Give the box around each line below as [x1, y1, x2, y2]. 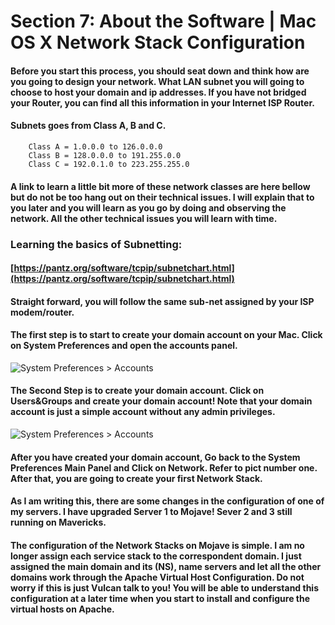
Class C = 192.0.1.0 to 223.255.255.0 [28, 159, 190, 169]
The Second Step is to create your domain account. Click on [10, 385, 265, 397]
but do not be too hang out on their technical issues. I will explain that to [10, 191, 315, 203]
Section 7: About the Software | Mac [10, 10, 317, 33]
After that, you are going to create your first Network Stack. [10, 472, 263, 484]
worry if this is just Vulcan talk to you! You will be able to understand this [10, 581, 320, 594]
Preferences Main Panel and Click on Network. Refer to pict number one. [10, 461, 318, 474]
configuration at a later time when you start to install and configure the [10, 592, 311, 604]
